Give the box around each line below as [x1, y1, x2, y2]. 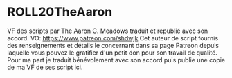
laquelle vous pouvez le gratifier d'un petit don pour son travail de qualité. [7, 49, 218, 57]
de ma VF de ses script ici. [7, 63, 83, 71]
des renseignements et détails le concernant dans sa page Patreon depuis [7, 41, 220, 49]
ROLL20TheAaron [7, 4, 113, 20]
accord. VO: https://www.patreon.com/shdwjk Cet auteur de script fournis [7, 34, 219, 42]
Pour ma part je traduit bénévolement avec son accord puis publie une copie [7, 55, 226, 64]
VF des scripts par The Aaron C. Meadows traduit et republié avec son [7, 27, 208, 35]
